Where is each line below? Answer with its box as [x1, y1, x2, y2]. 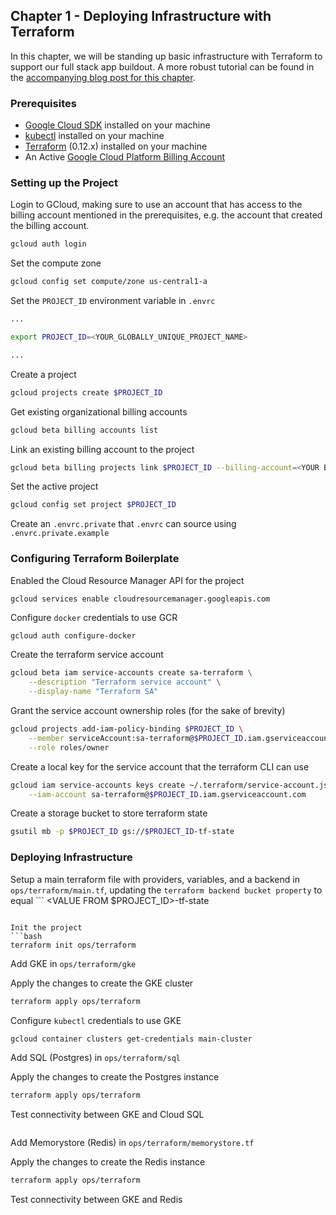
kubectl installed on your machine [24, 130, 165, 142]
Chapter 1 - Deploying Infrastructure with [10, 8, 272, 25]
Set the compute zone [10, 257, 102, 269]
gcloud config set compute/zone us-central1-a [10, 277, 208, 287]
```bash [10, 931, 43, 941]
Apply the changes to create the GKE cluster [10, 977, 194, 989]
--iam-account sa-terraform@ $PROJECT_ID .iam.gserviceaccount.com [28, 789, 307, 799]
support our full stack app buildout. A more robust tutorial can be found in [10, 60, 315, 73]
